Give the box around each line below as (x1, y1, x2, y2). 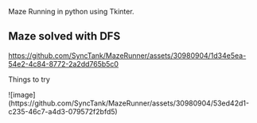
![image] (8, 90, 36, 99)
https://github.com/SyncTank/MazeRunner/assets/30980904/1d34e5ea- (8, 51, 247, 60)
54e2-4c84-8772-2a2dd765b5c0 (8, 59, 119, 68)
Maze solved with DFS (8, 29, 121, 43)
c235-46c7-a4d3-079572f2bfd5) (8, 106, 118, 116)
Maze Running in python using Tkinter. (8, 7, 134, 16)
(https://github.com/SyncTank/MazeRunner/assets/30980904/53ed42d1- (8, 98, 249, 108)
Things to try (8, 75, 50, 84)
